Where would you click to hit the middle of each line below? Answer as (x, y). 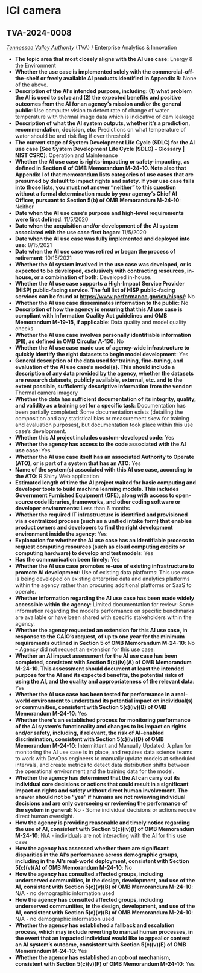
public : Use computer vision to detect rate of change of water (92, 110)
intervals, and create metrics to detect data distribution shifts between (102, 765)
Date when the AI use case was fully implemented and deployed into (102, 239)
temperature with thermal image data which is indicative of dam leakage (105, 117)
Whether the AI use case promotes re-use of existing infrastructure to (104, 566)
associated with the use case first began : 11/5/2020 (80, 232)
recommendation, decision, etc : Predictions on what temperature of (100, 130)
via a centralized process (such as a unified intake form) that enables (103, 521)
